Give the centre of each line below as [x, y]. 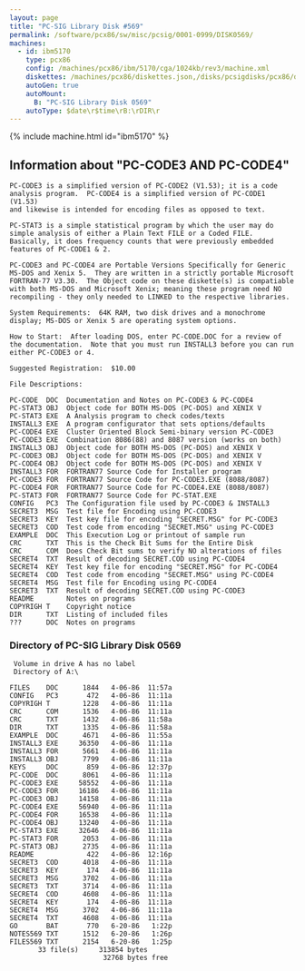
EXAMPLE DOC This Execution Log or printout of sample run [128, 535]
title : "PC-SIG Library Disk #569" [77, 26]
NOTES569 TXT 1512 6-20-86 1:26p [91, 934]
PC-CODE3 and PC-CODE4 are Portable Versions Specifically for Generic [148, 265]
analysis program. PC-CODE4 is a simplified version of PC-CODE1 [138, 194]
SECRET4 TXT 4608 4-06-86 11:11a [91, 918]
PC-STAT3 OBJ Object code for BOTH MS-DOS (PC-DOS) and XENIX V [135, 408]
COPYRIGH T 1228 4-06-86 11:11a [91, 704]
